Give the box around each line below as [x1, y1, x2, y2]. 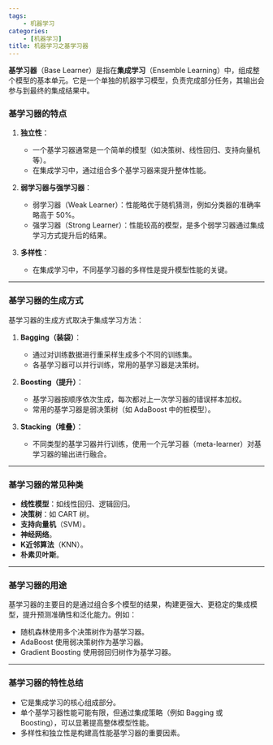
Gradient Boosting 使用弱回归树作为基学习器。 [19, 648, 176, 657]
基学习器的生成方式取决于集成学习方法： [8, 314, 144, 325]
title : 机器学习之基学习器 [8, 42, 89, 50]
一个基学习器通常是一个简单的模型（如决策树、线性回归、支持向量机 [32, 145, 261, 155]
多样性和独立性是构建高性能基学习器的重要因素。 [19, 728, 184, 738]
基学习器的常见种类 [8, 479, 84, 490]
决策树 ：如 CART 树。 [19, 509, 94, 519]
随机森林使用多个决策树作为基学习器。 [19, 627, 149, 637]
